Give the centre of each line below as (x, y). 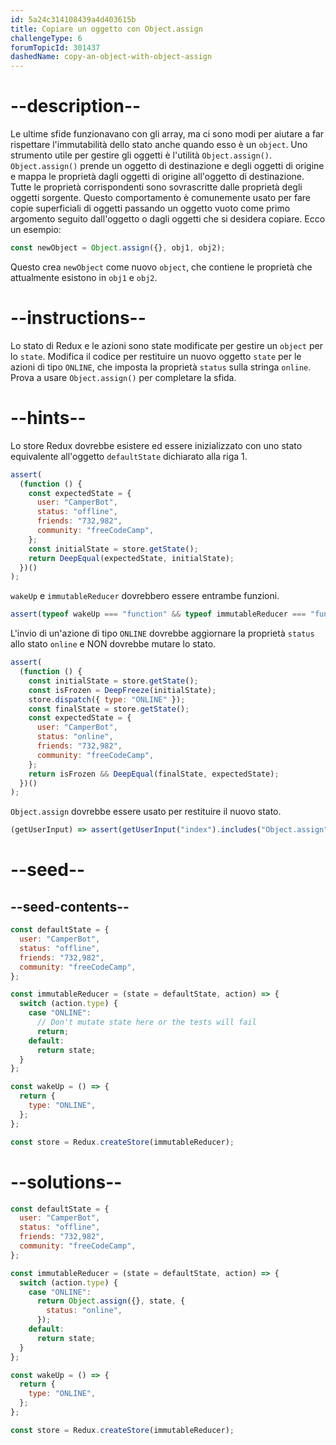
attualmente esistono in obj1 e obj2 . (84, 277)
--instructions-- (78, 318)
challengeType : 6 (46, 38)
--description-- (76, 106)
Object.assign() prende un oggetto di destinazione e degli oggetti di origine (167, 166)
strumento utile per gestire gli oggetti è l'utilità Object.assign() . (141, 155)
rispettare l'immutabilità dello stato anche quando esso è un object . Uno (159, 145)
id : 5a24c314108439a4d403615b (73, 19)
